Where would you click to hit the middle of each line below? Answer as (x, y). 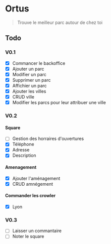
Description (24, 155)
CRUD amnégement (33, 184)
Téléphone (23, 144)
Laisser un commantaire (37, 231)
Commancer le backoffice (39, 63)
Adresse (21, 150)
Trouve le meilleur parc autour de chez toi (60, 22)
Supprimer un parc (31, 80)
